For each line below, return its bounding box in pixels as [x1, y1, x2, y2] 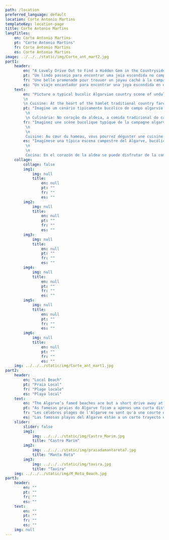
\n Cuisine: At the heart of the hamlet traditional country [23, 101, 154, 106]
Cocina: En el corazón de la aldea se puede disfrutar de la [25, 153, 156, 158]
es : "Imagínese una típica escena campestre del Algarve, [23, 139, 147, 144]
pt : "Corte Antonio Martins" [14, 40, 75, 45]
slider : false [23, 424, 53, 429]
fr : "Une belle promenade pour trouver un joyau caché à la [23, 78, 152, 83]
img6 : [23, 330, 35, 335]
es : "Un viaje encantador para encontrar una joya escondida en [23, 82, 161, 87]
